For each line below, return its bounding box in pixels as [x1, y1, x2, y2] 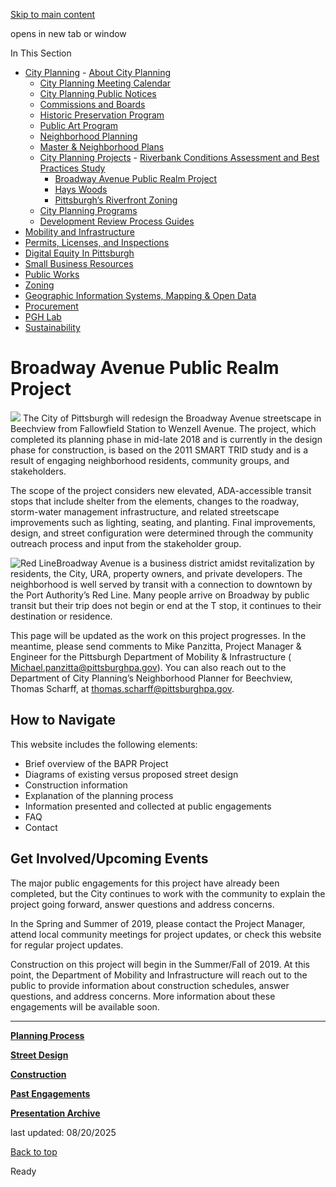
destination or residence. [10, 610, 113, 622]
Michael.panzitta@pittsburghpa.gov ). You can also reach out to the [10, 661, 287, 673]
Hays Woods [54, 184, 108, 195]
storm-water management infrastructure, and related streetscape [10, 505, 280, 518]
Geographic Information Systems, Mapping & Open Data [24, 290, 257, 301]
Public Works [24, 269, 80, 280]
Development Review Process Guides [39, 215, 195, 227]
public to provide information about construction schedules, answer [10, 979, 290, 991]
